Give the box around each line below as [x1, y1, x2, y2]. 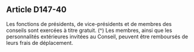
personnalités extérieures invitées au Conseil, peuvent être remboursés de [6, 32, 189, 40]
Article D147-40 [6, 5, 67, 15]
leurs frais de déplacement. [6, 39, 74, 46]
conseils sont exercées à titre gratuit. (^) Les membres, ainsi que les [6, 27, 173, 34]
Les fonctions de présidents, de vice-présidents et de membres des [6, 20, 172, 27]
